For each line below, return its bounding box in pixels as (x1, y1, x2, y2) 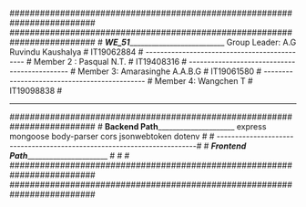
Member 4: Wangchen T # (154, 76, 253, 86)
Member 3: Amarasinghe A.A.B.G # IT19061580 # (76, 66, 262, 77)
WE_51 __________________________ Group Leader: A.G (104, 36, 297, 47)
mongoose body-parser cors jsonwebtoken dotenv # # (9, 131, 215, 141)
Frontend (210, 140, 247, 151)
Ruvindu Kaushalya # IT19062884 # (9, 47, 144, 57)
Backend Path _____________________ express (104, 121, 267, 131)
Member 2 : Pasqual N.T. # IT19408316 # (33, 57, 188, 67)
